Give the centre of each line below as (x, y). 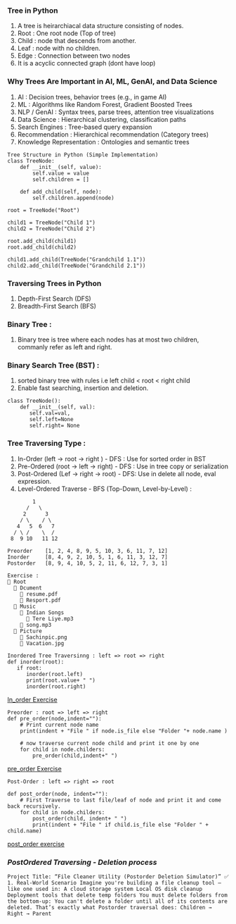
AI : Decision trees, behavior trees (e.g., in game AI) (92, 96)
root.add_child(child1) (42, 241)
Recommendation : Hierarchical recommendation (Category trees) (113, 134)
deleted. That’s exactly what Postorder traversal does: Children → (110, 908)
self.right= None (54, 426)
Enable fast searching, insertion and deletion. (83, 388)
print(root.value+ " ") (61, 680)
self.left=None (51, 420)
